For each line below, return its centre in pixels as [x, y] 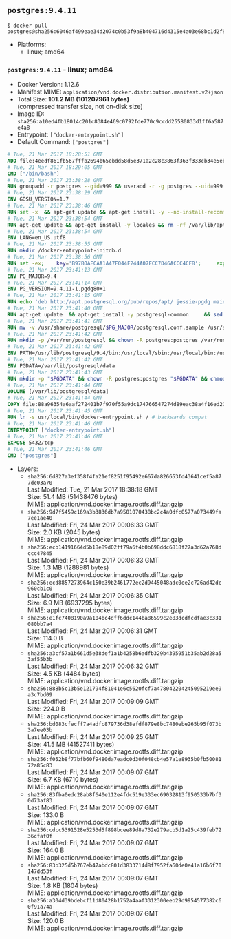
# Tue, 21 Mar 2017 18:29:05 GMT [55, 167]
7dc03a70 [40, 483]
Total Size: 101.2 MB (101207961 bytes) [73, 99]
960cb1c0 [40, 589]
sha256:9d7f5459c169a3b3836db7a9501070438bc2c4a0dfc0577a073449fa [124, 512]
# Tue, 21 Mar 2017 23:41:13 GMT [55, 270]
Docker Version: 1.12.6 [48, 85]
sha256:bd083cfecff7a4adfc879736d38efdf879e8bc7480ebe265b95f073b [124, 724]
